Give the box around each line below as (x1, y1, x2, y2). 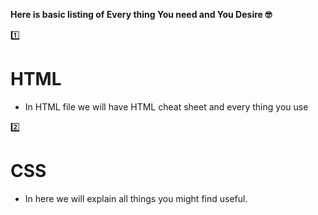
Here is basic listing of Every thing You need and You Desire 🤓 (10, 9, 273, 20)
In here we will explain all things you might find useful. (24, 192, 248, 204)
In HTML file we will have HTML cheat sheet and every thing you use (24, 100, 309, 113)
